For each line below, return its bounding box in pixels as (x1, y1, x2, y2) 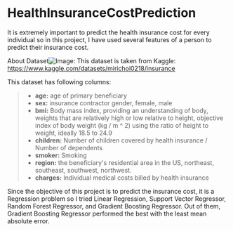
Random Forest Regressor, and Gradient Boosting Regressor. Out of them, (7, 202, 221, 210)
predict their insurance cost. (7, 43, 89, 51)
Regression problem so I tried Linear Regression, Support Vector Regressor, (7, 194, 227, 203)
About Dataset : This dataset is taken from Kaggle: (7, 56, 176, 65)
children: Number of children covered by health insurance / (34, 136, 208, 145)
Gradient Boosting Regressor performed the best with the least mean (7, 209, 207, 218)
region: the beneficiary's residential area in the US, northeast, (34, 158, 214, 166)
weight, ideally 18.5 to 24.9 (34, 128, 112, 137)
